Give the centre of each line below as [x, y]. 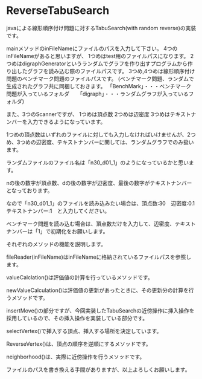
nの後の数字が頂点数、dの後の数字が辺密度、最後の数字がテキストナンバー [99, 183]
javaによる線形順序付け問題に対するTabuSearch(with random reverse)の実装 [101, 28]
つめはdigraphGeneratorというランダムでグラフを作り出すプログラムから [97, 63]
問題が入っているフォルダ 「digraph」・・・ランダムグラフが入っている [97, 94]
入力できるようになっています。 [66, 121]
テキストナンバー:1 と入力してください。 [58, 211]
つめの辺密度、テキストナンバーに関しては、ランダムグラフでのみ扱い [107, 142]
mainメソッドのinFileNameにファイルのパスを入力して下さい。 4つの [92, 48]
